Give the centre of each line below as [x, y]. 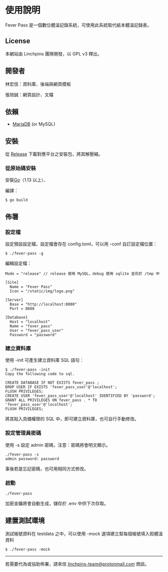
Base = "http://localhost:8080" [43, 304]
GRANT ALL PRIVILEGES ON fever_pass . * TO [51, 400]
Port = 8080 [22, 309]
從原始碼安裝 [21, 168]
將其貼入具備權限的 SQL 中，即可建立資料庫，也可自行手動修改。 [72, 419]
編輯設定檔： [18, 263]
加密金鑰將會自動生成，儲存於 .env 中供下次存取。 [57, 504]
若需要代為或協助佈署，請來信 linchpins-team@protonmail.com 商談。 [77, 564]
